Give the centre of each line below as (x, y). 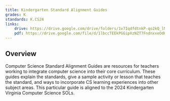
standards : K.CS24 (25, 19)
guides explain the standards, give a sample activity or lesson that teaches (83, 77)
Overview (21, 54)
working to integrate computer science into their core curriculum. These (80, 71)
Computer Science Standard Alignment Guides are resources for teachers (82, 66)
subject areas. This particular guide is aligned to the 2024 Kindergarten (80, 87)
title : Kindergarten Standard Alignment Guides (56, 10)
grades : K (16, 15)
